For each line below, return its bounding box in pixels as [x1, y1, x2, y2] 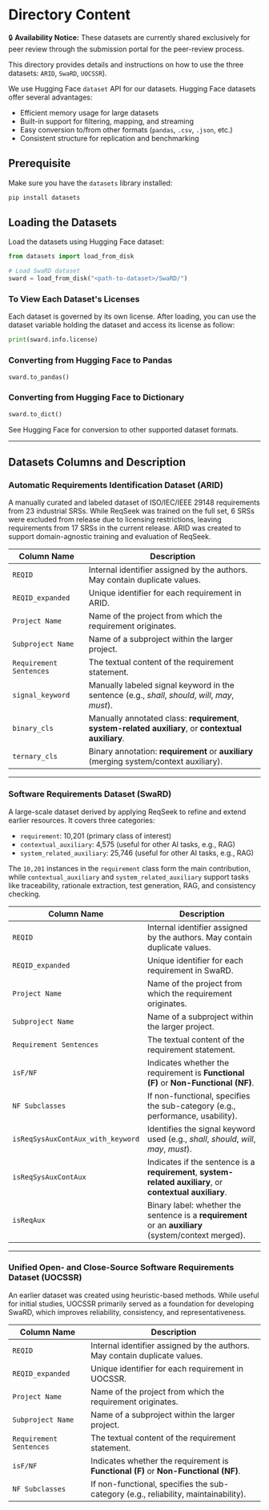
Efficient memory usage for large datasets [19, 108, 159, 117]
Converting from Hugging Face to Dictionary [8, 392, 185, 403]
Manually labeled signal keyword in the [88, 680, 235, 691]
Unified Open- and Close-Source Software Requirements [8, 1262, 235, 1273]
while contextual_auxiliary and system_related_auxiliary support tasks [8, 872, 250, 882]
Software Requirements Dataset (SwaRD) [8, 789, 172, 800]
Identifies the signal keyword [147, 1123, 256, 1135]
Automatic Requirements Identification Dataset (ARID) [8, 479, 224, 490]
